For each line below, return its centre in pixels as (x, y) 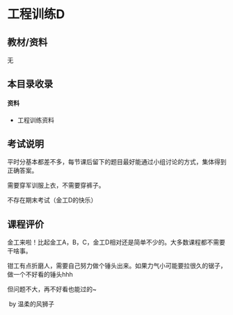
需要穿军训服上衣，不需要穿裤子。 (56, 186)
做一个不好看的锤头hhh (40, 275)
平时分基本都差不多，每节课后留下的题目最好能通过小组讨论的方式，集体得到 (117, 162)
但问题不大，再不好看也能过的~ (52, 289)
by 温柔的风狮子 (32, 304)
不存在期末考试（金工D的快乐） (52, 200)
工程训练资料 (35, 120)
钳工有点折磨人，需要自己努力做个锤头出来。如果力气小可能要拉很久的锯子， (117, 266)
